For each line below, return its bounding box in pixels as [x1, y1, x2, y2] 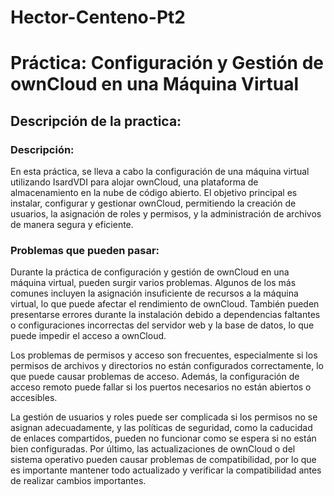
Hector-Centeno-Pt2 [10, 6, 186, 29]
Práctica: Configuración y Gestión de [10, 52, 324, 75]
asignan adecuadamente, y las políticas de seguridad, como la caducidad [10, 422, 313, 434]
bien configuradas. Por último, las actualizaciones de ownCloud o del [10, 443, 296, 455]
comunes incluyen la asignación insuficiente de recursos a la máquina [10, 287, 299, 300]
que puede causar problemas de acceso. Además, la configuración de [10, 371, 300, 383]
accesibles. [10, 392, 58, 404]
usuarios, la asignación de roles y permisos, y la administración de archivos [10, 208, 322, 220]
